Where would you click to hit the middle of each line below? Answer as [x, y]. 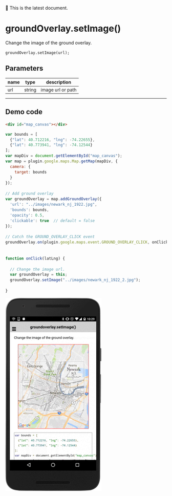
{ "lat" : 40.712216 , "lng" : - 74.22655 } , [52, 140]
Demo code [24, 112]
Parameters [24, 68]
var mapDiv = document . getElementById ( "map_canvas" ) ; [64, 156]
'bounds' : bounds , [30, 210]
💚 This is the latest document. [37, 8]
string [30, 90]
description [59, 82]
